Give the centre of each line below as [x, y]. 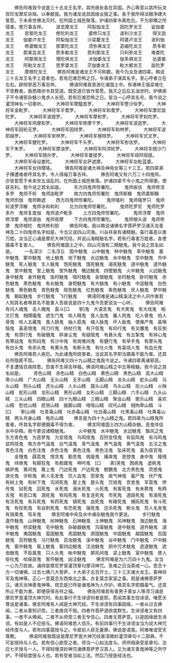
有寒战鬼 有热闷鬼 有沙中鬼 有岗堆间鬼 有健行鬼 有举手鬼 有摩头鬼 [84, 341]
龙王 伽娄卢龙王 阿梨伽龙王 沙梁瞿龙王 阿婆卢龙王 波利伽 [85, 40]
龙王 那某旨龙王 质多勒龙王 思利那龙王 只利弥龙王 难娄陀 [85, 52]
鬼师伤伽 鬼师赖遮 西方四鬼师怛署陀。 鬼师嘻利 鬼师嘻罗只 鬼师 [85, 200]
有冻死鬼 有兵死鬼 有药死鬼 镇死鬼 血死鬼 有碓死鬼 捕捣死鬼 [77, 501]
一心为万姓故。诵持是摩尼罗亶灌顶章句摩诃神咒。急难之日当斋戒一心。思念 [84, 565]
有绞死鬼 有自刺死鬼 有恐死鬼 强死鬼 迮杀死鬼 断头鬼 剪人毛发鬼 [90, 508]
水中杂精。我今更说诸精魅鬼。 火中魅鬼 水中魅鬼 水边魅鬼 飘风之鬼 [84, 431]
